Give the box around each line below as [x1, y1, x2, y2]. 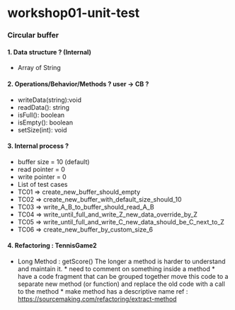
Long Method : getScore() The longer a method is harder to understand [17, 257, 226, 265]
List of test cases [17, 180, 68, 188]
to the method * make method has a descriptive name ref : [17, 287, 188, 295]
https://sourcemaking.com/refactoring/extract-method [17, 294, 177, 303]
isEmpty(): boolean [17, 118, 73, 127]
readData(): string [17, 103, 69, 111]
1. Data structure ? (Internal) [7, 47, 92, 56]
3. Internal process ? [7, 142, 69, 150]
